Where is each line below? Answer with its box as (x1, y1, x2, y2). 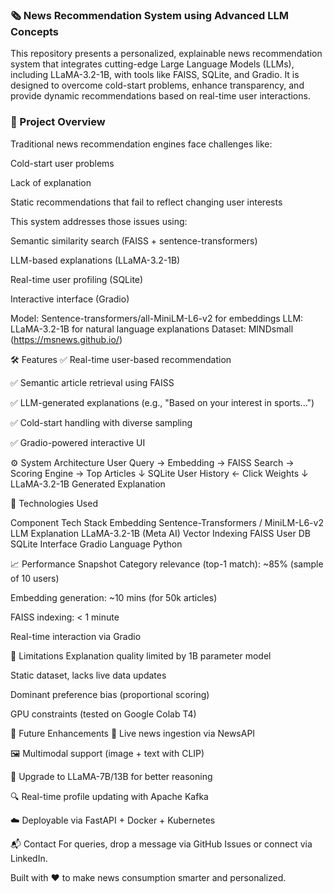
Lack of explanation (10, 176, 92, 188)
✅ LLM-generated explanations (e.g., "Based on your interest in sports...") (10, 396, 315, 408)
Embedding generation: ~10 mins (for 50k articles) (10, 591, 218, 603)
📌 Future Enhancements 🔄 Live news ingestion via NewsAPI (10, 727, 256, 739)
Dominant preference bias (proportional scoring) (10, 688, 210, 700)
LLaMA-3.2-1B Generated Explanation (10, 478, 166, 490)
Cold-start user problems (10, 157, 115, 169)
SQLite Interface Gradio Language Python (10, 538, 183, 550)
